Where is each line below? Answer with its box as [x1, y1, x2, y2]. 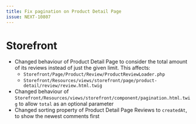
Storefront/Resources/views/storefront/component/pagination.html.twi [14, 95, 191, 101]
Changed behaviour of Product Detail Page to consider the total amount [14, 58, 188, 65]
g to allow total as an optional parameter [14, 100, 114, 108]
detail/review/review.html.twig [23, 83, 102, 89]
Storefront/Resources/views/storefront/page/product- [23, 78, 157, 84]
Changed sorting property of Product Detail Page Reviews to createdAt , [14, 107, 187, 114]
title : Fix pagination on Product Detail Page [6, 8, 122, 15]
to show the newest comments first [14, 113, 100, 120]
